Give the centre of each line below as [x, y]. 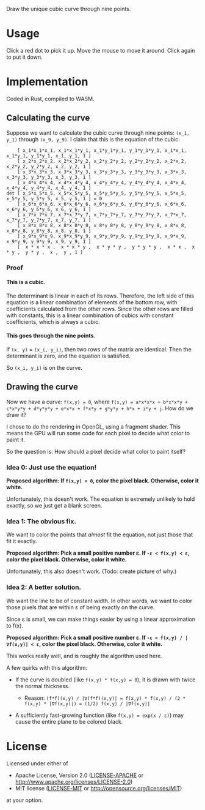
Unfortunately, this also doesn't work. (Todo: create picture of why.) [92, 571]
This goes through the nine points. [51, 336]
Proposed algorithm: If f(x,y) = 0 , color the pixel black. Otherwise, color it [103, 481]
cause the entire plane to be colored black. [69, 721]
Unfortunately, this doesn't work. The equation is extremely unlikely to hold [101, 499]
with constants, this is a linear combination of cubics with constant [90, 315]
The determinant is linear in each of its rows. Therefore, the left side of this [100, 296]
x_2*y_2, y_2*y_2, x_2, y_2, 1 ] [49, 167]
